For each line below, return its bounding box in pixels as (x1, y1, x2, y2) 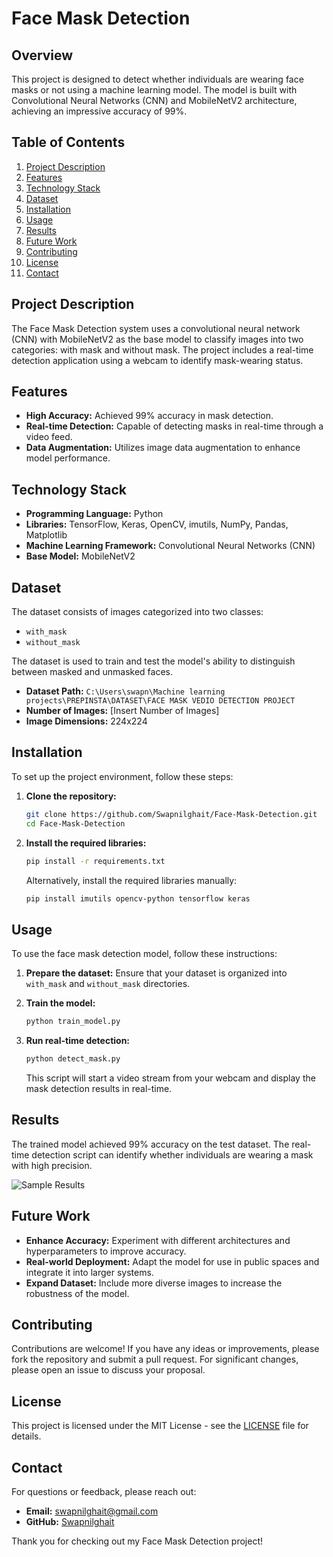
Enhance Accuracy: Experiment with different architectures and (25, 1234, 291, 1246)
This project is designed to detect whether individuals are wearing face (11, 73, 304, 85)
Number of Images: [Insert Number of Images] (25, 705, 220, 717)
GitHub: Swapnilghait (25, 1516, 115, 1527)
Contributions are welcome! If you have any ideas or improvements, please (11, 1343, 320, 1355)
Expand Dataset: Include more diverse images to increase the (25, 1277, 283, 1289)
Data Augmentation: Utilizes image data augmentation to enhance (25, 442, 301, 454)
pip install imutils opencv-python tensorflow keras (25, 893, 251, 904)
